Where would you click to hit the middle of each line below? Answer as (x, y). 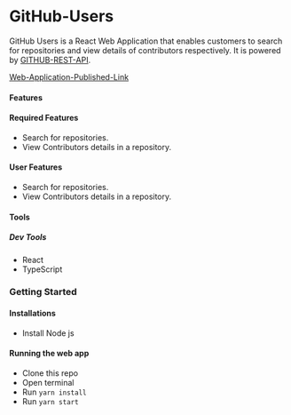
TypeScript (42, 269)
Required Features (44, 118)
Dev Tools (28, 237)
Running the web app (49, 354)
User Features (36, 167)
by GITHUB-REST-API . (50, 60)
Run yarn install (54, 392)
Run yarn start (50, 401)
